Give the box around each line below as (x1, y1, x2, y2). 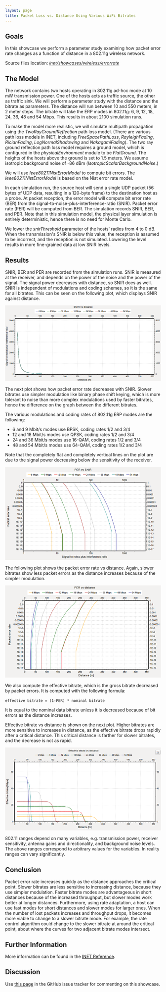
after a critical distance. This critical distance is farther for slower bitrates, (5, 733, 156, 739)
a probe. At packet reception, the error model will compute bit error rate (5, 196, 151, 201)
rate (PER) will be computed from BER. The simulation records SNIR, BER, (5, 206, 155, 212)
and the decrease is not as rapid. (5, 738, 72, 744)
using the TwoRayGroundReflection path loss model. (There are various (5, 129, 151, 135)
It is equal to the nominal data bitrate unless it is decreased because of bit (5, 707, 156, 713)
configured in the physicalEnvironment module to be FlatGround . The (5, 150, 147, 156)
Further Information (5, 941, 67, 949)
